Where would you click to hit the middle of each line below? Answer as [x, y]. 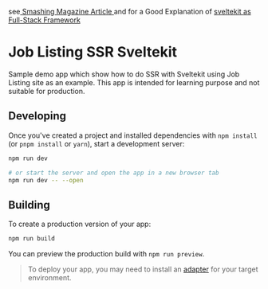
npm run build [32, 239]
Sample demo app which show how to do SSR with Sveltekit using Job [124, 74]
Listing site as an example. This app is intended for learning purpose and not [134, 82]
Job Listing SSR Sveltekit [93, 52]
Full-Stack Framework [45, 20]
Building [29, 205]
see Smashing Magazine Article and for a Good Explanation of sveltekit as [130, 12]
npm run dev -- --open [46, 180]
